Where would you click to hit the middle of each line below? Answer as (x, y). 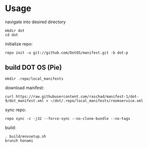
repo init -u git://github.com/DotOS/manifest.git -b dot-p (67, 53)
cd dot (12, 35)
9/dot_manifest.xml (25, 101)
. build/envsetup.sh (26, 136)
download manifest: (25, 88)
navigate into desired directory (35, 22)
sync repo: (16, 110)
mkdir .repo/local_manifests (34, 79)
